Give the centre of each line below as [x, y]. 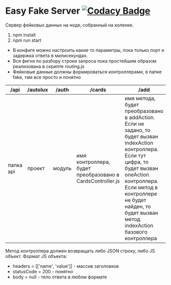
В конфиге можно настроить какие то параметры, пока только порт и [88, 50]
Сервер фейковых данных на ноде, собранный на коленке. [69, 25]
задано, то [137, 130]
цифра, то [136, 162]
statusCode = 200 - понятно [43, 271]
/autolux [38, 90]
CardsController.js [98, 181]
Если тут [135, 155]
